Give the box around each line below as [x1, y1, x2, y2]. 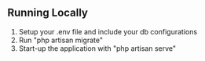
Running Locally [7, 6, 88, 20]
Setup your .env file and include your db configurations [18, 27, 198, 36]
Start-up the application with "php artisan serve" [18, 43, 177, 53]
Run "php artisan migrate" [18, 35, 104, 45]
